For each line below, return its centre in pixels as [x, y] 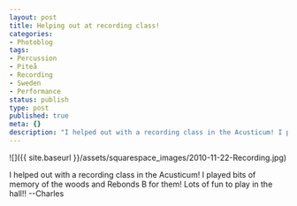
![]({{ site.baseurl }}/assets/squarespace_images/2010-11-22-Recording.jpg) [148, 157]
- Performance [35, 91]
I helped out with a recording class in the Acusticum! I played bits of [133, 174]
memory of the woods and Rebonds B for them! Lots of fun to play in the [141, 184]
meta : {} [25, 125]
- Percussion [33, 58]
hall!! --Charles [37, 193]
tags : [19, 50]
